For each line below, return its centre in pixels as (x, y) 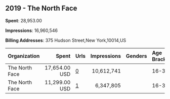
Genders (136, 56)
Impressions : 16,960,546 (32, 30)
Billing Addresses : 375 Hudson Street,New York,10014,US (66, 40)
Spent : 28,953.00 (24, 20)
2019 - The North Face (41, 8)
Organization (24, 56)
